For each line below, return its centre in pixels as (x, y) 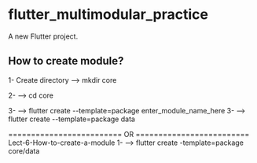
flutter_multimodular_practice (108, 15)
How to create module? (66, 61)
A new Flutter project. (43, 36)
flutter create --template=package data (72, 119)
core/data (24, 150)
